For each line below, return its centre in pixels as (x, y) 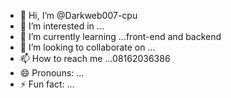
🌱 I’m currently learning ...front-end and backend (120, 36)
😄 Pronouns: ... (52, 73)
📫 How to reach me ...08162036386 (95, 58)
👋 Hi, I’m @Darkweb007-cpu (78, 15)
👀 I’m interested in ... (62, 26)
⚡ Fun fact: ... (47, 84)
